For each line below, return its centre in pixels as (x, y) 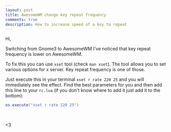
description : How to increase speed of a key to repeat (66, 24)
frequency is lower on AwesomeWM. (44, 54)
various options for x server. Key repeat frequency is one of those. (75, 70)
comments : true (22, 19)
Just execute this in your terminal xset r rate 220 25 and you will (75, 79)
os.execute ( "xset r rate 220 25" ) (42, 105)
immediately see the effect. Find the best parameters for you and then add (84, 85)
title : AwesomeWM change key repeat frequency (56, 15)
